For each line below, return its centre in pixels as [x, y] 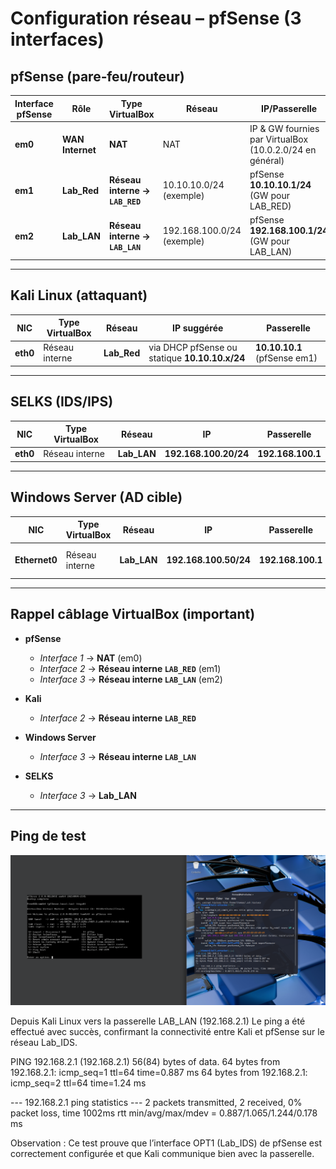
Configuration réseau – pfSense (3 [156, 18]
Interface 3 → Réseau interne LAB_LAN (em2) [131, 679]
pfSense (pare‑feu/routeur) [97, 76]
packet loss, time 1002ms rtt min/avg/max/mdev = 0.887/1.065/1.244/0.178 [164, 1113]
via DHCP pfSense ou [193, 348]
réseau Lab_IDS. [44, 1043]
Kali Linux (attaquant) [79, 295]
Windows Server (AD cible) [96, 497]
